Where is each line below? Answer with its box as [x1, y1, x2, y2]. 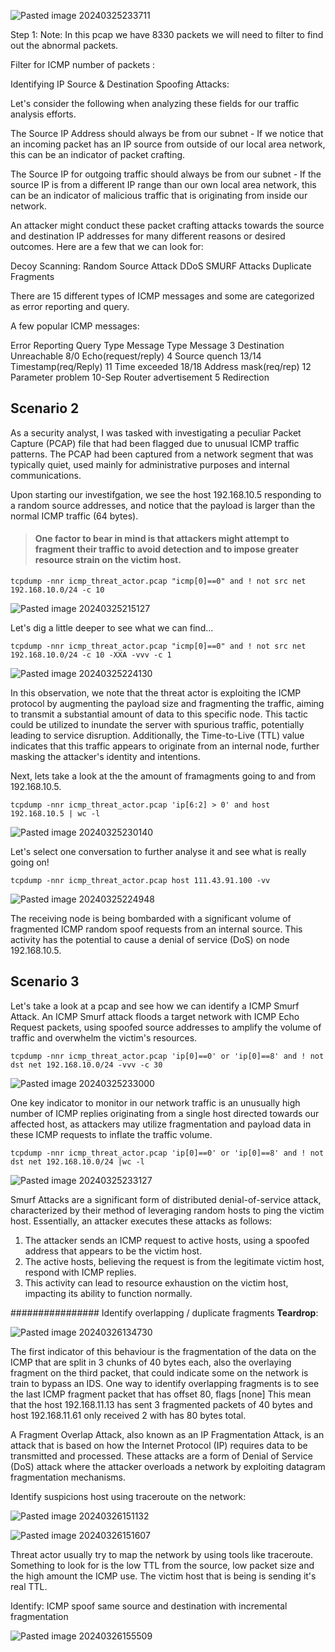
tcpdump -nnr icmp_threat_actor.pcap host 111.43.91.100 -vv [10, 876, 271, 886]
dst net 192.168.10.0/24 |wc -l [10, 1156, 145, 1167]
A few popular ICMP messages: [10, 320, 140, 332]
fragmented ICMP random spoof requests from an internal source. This [10, 923, 303, 935]
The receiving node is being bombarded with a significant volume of [10, 913, 292, 925]
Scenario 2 [10, 400, 80, 417]
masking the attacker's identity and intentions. [10, 751, 201, 763]
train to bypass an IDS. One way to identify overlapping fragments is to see [10, 1377, 320, 1389]
